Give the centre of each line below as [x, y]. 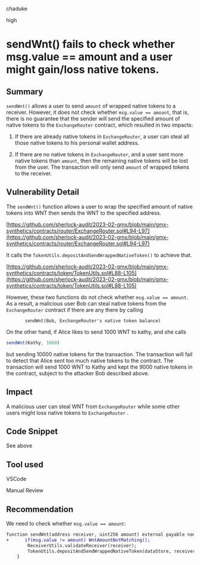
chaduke [17, 9]
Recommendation [40, 509]
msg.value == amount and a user [89, 57]
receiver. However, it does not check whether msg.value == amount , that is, [98, 112]
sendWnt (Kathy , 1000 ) [33, 342]
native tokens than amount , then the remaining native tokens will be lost [101, 161]
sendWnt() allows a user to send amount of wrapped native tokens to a [91, 106]
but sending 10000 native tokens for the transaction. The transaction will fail [99, 354]
